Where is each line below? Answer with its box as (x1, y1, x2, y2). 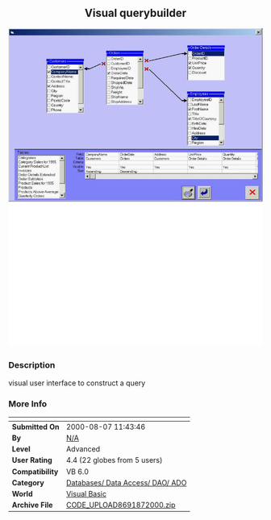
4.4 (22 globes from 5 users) (65, 456, 163, 465)
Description (8, 360, 56, 371)
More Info (8, 398, 48, 410)
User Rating (11, 456, 52, 465)
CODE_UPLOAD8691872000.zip (65, 500, 176, 510)
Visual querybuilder (84, 6, 187, 20)
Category (11, 477, 44, 487)
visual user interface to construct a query (8, 378, 146, 388)
